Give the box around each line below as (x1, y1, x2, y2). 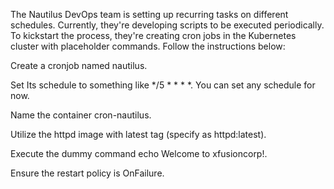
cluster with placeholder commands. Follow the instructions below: (10, 40, 286, 52)
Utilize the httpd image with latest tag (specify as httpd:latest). (10, 129, 267, 140)
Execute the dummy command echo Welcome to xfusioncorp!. (10, 148, 268, 159)
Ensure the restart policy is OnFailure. (10, 167, 165, 179)
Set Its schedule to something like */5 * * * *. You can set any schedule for (10, 79, 316, 91)
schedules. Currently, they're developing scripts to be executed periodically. (10, 19, 325, 31)
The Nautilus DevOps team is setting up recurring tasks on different (10, 9, 289, 20)
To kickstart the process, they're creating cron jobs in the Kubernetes (10, 30, 297, 41)
